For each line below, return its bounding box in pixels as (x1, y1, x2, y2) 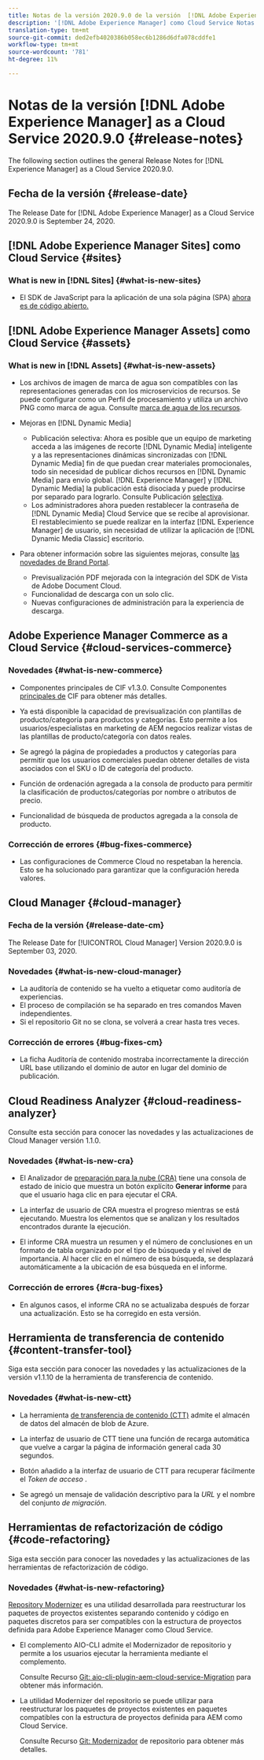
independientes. (19, 1009, 72, 1018)
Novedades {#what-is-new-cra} (8, 1155, 134, 1166)
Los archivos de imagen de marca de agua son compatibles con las (19, 378, 238, 387)
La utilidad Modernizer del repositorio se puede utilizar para (19, 1695, 214, 1705)
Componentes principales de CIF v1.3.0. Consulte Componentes (19, 683, 227, 692)
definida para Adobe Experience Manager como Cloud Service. (8, 1625, 214, 1634)
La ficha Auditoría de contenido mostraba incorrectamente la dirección (19, 1054, 249, 1064)
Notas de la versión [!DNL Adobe (8, 96, 225, 114)
